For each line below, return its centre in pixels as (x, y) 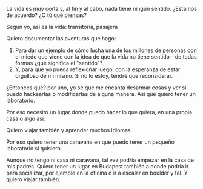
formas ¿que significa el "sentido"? (59, 63)
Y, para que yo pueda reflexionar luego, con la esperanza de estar (98, 69)
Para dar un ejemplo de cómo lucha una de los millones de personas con (106, 50)
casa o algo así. (26, 118)
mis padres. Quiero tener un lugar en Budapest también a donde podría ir (98, 166)
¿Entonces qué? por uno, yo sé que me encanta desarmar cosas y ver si (96, 88)
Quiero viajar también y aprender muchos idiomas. (69, 130)
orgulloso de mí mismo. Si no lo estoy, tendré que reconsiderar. (94, 76)
